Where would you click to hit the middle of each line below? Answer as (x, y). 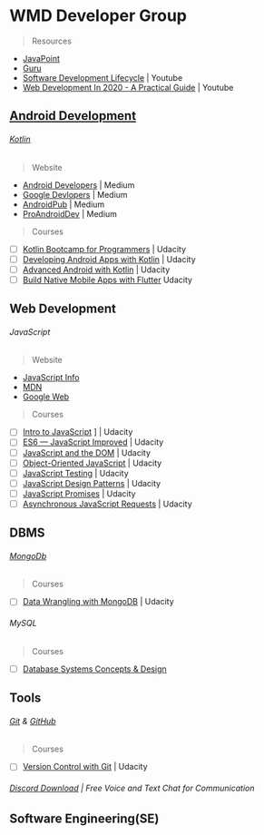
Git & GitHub (33, 721)
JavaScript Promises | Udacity (79, 493)
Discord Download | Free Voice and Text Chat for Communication (132, 788)
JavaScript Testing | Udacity (75, 473)
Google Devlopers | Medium (75, 194)
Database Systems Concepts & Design (95, 669)
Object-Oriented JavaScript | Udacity (92, 463)
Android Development (73, 116)
